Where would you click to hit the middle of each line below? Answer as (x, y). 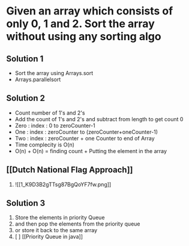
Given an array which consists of (90, 11)
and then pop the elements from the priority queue (77, 224)
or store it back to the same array (56, 230)
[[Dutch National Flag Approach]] (70, 170)
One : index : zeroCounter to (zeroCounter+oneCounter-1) (86, 132)
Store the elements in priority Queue (60, 218)
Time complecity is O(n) (45, 145)
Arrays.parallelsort (38, 79)
